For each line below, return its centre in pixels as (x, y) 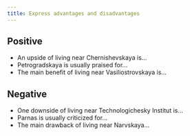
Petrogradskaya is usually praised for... (72, 65)
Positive (25, 42)
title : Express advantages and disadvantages (73, 13)
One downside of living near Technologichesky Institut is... (100, 111)
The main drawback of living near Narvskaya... (83, 125)
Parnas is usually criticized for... (62, 118)
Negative (27, 94)
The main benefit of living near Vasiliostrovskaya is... (92, 72)
